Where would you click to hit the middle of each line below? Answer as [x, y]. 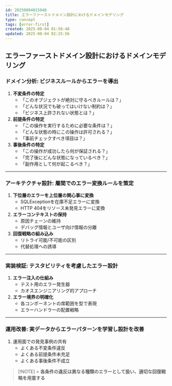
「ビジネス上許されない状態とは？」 [59, 113]
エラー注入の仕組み [33, 278]
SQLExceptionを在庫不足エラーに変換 [60, 201]
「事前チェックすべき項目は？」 [54, 138]
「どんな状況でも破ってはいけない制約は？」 [67, 106]
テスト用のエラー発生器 [45, 284]
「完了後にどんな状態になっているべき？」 [65, 157]
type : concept [20, 19]
